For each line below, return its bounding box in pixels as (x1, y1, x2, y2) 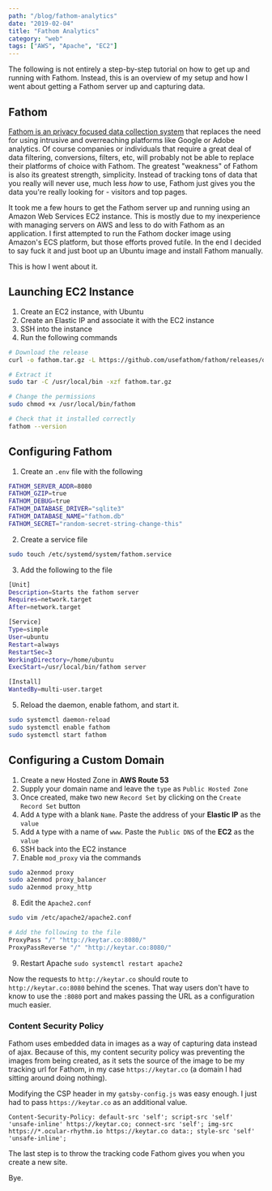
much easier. (8, 999, 52, 1009)
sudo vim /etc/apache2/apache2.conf (8, 914, 132, 922)
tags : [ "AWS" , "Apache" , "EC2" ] (8, 42, 117, 50)
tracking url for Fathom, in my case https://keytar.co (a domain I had (8, 1064, 242, 1074)
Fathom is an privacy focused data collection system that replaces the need (8, 127, 261, 136)
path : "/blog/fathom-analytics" (8, 11, 117, 20)
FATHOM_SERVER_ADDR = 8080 (8, 482, 92, 490)
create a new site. (8, 1157, 68, 1167)
